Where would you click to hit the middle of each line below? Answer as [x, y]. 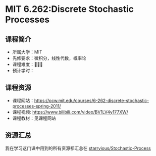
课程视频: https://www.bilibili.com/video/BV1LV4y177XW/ [70, 112]
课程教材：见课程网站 [34, 118]
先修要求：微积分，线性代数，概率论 [49, 58]
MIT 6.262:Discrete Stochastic [70, 9]
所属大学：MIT [27, 52]
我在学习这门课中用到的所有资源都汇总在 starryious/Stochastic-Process [78, 148]
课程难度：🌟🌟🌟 [27, 64]
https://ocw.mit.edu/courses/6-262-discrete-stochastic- [92, 101]
